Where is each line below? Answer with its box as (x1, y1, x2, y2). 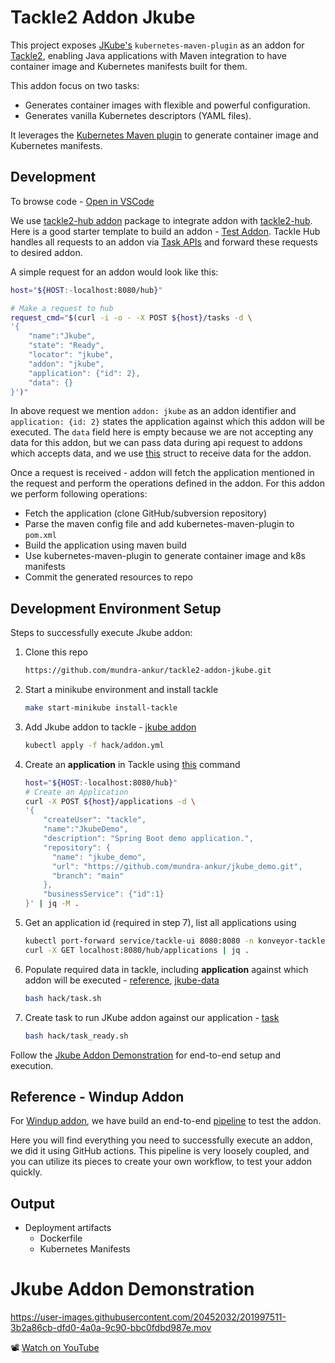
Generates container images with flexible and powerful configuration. (24, 99, 311, 111)
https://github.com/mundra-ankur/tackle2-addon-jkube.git (24, 666, 272, 676)
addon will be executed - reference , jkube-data (24, 974, 220, 986)
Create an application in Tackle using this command (24, 758, 241, 770)
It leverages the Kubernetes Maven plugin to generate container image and (10, 129, 319, 141)
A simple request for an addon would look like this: (10, 266, 219, 278)
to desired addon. (10, 246, 83, 258)
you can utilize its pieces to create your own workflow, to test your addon (10, 1156, 312, 1168)
